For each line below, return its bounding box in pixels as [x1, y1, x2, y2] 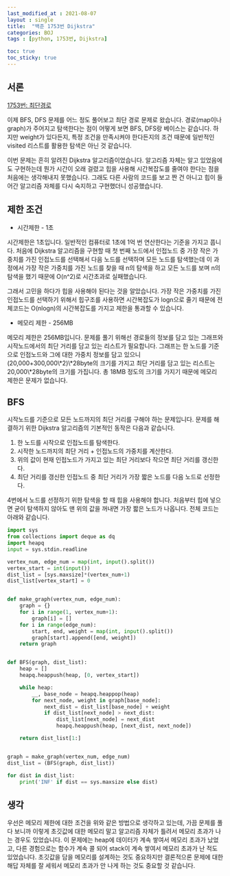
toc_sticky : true [7, 54, 57, 62]
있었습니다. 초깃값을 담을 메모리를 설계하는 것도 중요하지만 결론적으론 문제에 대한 [7, 853, 224, 862]
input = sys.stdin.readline [7, 546, 88, 553]
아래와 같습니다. [7, 513, 50, 522]
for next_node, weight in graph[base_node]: [32, 697, 161, 704]
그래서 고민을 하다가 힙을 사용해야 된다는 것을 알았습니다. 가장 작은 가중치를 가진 [7, 286, 222, 295]
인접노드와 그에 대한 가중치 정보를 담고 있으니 [19, 350, 141, 358]
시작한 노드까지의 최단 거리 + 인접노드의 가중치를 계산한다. [16, 447, 174, 455]
